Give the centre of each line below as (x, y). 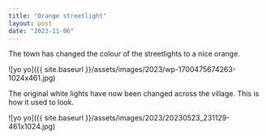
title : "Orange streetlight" (58, 16)
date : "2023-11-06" (41, 31)
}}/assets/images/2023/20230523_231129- (157, 118)
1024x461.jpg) (32, 78)
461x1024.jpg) (32, 127)
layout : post (30, 23)
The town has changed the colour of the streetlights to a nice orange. (125, 54)
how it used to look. (41, 103)
